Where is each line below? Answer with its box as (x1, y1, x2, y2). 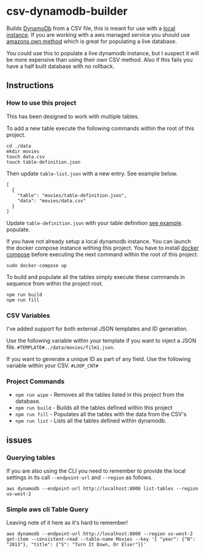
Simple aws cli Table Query (6, 505, 89, 513)
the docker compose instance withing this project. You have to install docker (6, 244, 199, 251)
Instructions (6, 80, 54, 91)
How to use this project (6, 99, 76, 107)
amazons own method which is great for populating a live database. (6, 37, 177, 45)
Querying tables (6, 453, 56, 462)
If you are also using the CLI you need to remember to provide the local (6, 467, 186, 475)
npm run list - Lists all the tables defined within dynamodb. (15, 417, 167, 424)
